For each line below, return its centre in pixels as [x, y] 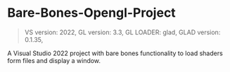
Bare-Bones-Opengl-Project [91, 13]
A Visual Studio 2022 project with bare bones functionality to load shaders [115, 53]
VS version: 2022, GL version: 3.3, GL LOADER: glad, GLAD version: [122, 32]
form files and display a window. [54, 60]
